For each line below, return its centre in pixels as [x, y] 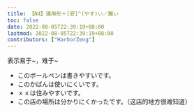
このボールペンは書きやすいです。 [66, 76]
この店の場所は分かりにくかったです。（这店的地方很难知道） [104, 101]
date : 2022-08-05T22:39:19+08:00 [56, 27]
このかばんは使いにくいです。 [60, 84]
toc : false [23, 20]
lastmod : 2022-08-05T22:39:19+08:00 [60, 33]
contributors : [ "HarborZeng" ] [51, 40]
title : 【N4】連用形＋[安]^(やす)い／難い [63, 14]
